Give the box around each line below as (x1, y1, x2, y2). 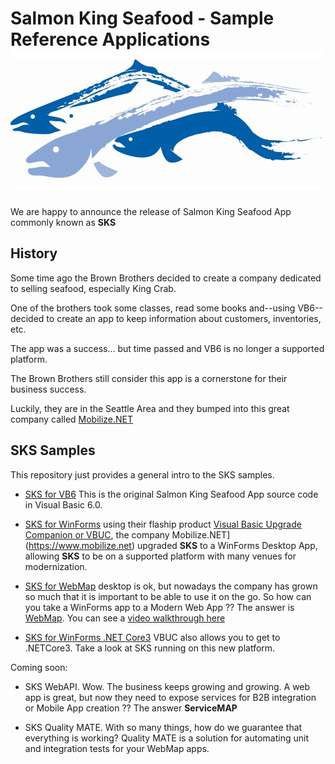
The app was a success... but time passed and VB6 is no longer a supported (10, 342, 325, 354)
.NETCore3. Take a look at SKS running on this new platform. (24, 642, 276, 654)
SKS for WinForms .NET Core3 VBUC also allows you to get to (24, 631, 281, 643)
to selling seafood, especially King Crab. (10, 282, 177, 294)
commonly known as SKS (10, 216, 117, 228)
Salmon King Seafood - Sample (10, 7, 275, 30)
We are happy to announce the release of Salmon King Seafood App (10, 205, 292, 217)
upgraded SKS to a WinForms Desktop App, (136, 539, 318, 551)
